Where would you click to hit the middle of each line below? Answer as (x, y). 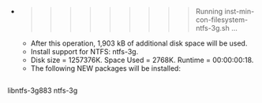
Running (209, 11)
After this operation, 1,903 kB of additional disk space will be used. (139, 43)
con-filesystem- (222, 20)
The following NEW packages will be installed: (105, 68)
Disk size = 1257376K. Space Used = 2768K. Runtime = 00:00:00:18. (142, 60)
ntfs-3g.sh (212, 28)
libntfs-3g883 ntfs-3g (43, 90)
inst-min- (239, 11)
